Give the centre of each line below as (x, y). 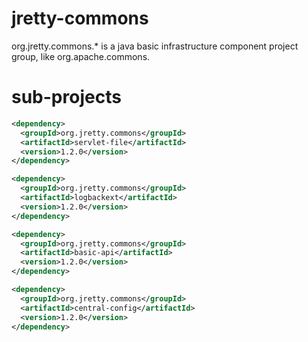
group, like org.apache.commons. (81, 56)
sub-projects (66, 97)
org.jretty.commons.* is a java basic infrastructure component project (155, 46)
